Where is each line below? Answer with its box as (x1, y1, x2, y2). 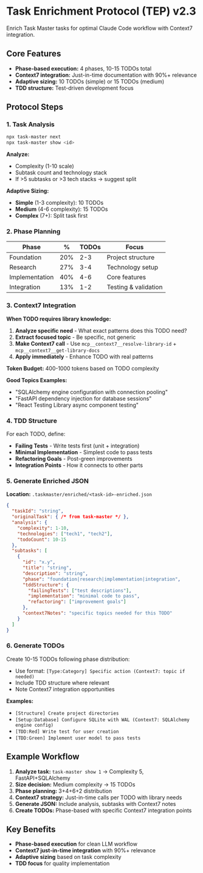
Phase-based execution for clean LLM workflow (15, 840, 138, 848)
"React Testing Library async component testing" (15, 401, 139, 408)
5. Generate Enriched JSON (6, 477, 89, 485)
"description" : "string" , (22, 570, 88, 577)
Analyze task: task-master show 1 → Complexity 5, (15, 768, 144, 775)
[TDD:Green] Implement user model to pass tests (15, 735, 141, 741)
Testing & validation (106, 283, 163, 291)
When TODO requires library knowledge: (6, 315, 111, 322)
